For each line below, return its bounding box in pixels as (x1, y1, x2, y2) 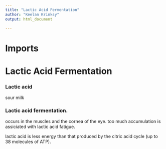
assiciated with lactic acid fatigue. (5, 123, 75, 130)
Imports (5, 42, 39, 54)
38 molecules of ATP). (5, 138, 51, 145)
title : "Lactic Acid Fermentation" (5, 7, 80, 12)
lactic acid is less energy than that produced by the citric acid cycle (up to (5, 133, 158, 139)
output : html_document (5, 16, 53, 21)
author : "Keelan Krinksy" (5, 12, 59, 17)
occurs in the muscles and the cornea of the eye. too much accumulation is (5, 118, 161, 124)
